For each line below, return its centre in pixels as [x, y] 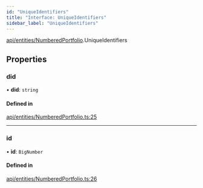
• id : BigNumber [25, 151]
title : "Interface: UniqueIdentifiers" [56, 18]
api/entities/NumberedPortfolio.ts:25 [52, 117]
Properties [27, 59]
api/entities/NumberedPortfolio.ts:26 [52, 178]
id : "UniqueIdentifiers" [37, 12]
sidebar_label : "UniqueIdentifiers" [52, 23]
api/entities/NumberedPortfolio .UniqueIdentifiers [67, 41]
